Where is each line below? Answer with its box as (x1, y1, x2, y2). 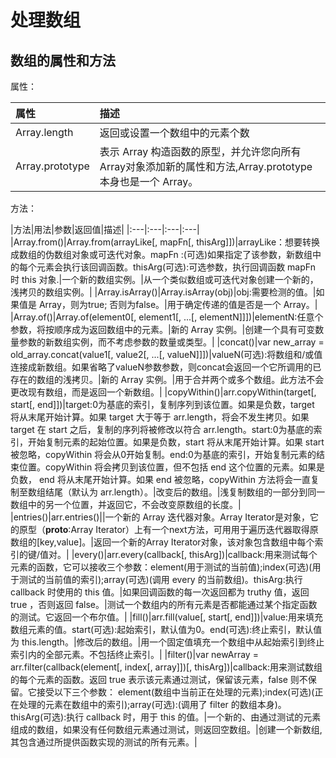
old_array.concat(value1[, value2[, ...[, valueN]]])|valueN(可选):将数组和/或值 (10, 349, 323, 360)
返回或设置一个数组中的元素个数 (99, 126, 250, 140)
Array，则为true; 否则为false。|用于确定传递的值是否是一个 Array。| (38, 299, 318, 310)
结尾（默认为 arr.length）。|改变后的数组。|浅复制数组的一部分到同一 (44, 486, 326, 498)
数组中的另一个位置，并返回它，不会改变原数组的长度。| (10, 499, 242, 510)
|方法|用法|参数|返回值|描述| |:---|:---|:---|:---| (10, 224, 200, 235)
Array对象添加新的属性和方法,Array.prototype (99, 160, 313, 173)
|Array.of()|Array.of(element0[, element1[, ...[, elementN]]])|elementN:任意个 (10, 311, 324, 323)
